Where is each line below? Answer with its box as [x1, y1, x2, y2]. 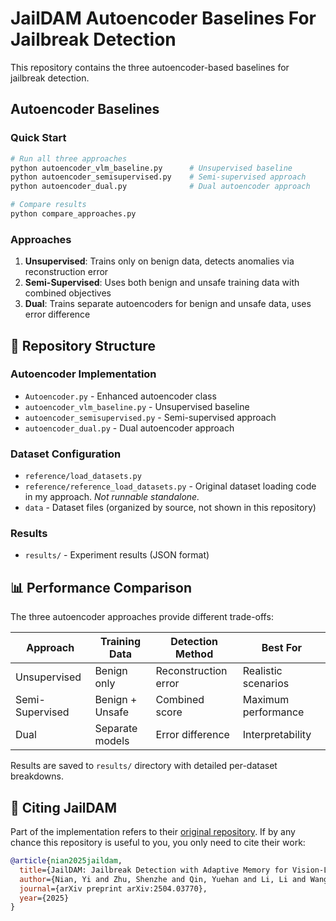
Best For [261, 641, 303, 655]
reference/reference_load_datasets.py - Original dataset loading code [24, 480, 317, 492]
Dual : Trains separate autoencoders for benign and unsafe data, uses [24, 298, 312, 310]
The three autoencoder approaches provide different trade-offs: [10, 611, 274, 623]
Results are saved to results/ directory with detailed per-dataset [10, 760, 278, 772]
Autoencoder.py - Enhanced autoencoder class [24, 390, 217, 402]
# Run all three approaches [10, 153, 128, 164]
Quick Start [10, 131, 67, 145]
